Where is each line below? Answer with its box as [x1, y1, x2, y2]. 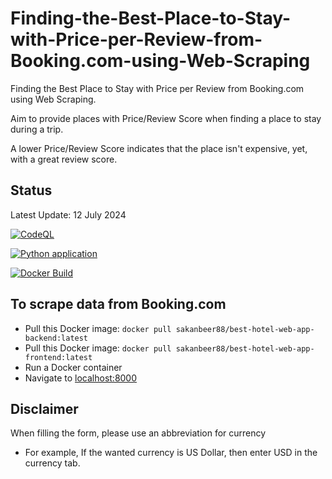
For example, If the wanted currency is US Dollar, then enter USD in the [24, 447, 318, 459]
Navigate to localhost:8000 [24, 372, 138, 384]
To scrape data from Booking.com [10, 296, 227, 313]
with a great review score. [10, 153, 118, 165]
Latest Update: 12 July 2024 [10, 208, 127, 221]
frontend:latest [24, 352, 93, 362]
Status [10, 182, 53, 199]
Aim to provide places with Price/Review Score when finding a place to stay [10, 112, 322, 124]
